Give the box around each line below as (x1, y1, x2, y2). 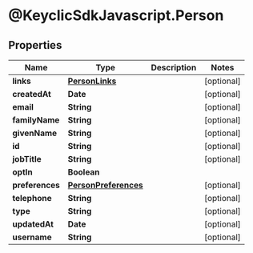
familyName (12, 114, 60, 126)
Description (151, 62, 197, 73)
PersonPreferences (67, 179, 143, 191)
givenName (12, 127, 58, 139)
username (12, 231, 52, 243)
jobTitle (12, 154, 42, 164)
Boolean (67, 167, 100, 178)
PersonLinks (67, 75, 117, 86)
